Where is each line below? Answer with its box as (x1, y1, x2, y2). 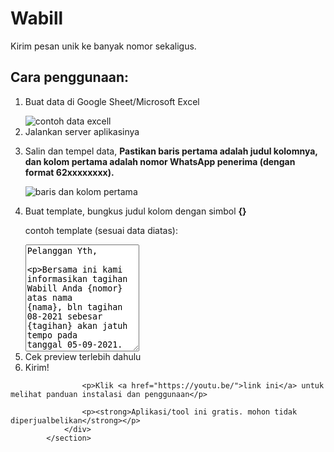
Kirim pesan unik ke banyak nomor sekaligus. (10, 40, 197, 52)
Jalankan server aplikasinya (24, 125, 140, 137)
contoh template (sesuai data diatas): (24, 224, 179, 236)
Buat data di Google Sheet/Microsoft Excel (24, 95, 200, 107)
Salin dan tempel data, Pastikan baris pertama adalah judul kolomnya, (24, 145, 318, 157)
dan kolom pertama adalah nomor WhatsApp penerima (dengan (24, 155, 296, 167)
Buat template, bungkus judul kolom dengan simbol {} (24, 205, 247, 217)
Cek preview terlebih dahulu (24, 350, 142, 362)
